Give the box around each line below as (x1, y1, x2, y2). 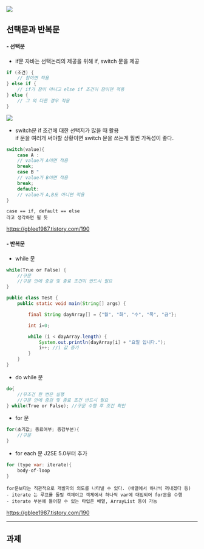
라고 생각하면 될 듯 (6, 215, 48, 221)
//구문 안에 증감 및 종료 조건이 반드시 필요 (17, 278, 113, 284)
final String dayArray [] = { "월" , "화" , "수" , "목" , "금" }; (28, 311, 177, 318)
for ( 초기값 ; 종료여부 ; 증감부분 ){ (6, 427, 80, 433)
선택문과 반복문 (6, 24, 60, 35)
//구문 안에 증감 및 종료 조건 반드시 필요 (17, 397, 109, 403)
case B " (17, 169, 39, 175)
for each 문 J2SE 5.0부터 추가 (15, 450, 88, 457)
